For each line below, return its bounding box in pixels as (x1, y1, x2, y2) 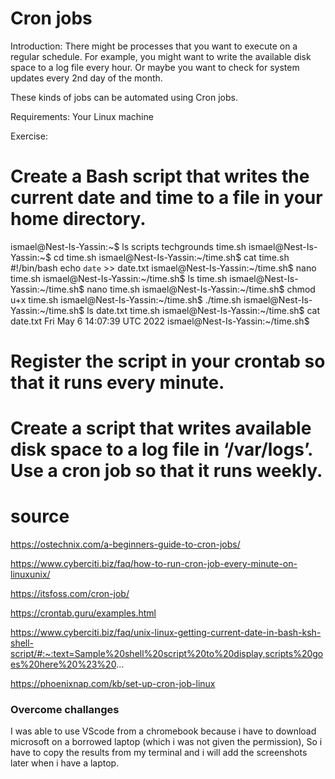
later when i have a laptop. (10, 757, 120, 769)
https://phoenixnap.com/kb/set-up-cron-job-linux (10, 678, 216, 690)
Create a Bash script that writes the (10, 165, 310, 188)
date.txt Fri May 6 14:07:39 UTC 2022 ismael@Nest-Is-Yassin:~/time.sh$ (10, 315, 310, 327)
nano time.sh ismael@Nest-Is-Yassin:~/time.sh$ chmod (86, 283, 316, 295)
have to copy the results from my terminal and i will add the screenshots (10, 747, 308, 759)
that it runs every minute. (10, 372, 225, 394)
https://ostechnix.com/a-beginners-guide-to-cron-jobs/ (10, 538, 241, 551)
